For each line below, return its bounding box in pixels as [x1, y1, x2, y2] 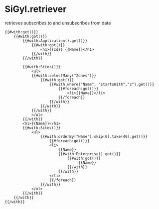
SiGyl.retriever [4, 3, 67, 15]
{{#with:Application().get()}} [22, 38, 88, 43]
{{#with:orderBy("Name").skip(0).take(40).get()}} [40, 134, 148, 139]
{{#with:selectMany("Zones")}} [31, 73, 97, 78]
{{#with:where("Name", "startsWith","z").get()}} [49, 82, 155, 87]
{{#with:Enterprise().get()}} [58, 151, 121, 156]
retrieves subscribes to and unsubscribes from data [4, 20, 111, 26]
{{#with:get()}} [4, 29, 38, 34]
